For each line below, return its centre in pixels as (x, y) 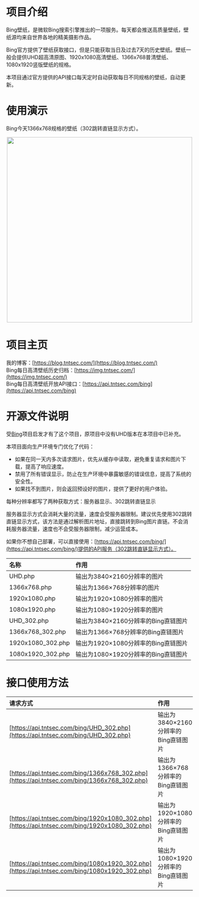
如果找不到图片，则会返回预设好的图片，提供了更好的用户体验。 (92, 489)
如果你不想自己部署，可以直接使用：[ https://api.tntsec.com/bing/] (86, 541)
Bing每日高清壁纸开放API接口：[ (45, 384)
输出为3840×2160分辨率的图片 (120, 576)
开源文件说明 (38, 416)
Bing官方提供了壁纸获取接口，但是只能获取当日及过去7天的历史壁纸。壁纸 (96, 50)
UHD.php (22, 576)
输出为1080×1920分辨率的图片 (120, 610)
